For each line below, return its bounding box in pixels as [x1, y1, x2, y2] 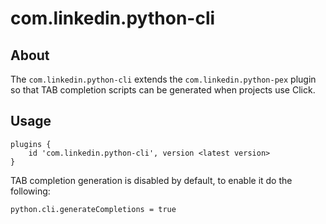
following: [10, 185, 51, 197]
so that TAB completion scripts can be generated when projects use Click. [10, 84, 316, 96]
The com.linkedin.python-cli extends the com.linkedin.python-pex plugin [10, 73, 317, 85]
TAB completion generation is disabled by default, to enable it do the [10, 174, 293, 186]
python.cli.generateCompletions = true [10, 204, 177, 214]
